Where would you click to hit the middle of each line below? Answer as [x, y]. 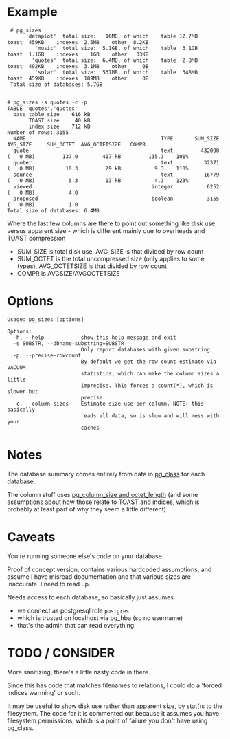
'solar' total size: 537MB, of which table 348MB [116, 72]
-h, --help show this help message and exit [95, 338]
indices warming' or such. [44, 692]
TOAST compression [36, 238]
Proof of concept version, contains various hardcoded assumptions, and [110, 569]
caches [90, 428]
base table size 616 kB [52, 114]
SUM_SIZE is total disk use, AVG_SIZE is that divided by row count [110, 251]
